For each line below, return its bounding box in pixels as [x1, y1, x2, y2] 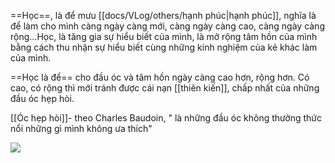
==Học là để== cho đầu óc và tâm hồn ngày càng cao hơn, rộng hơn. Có [10, 71, 310, 83]
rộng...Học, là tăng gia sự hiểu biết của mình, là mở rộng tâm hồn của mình [10, 31, 318, 42]
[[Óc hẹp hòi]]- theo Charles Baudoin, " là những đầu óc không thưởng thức [10, 112, 322, 124]
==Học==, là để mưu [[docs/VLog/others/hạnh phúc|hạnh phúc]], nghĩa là [10, 10, 317, 21]
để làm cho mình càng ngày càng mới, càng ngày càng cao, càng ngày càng [10, 20, 325, 32]
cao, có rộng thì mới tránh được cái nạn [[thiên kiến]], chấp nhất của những [10, 82, 320, 94]
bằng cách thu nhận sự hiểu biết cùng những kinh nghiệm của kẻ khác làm [10, 41, 318, 53]
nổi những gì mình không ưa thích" [10, 123, 153, 134]
